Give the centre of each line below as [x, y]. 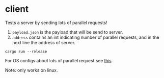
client [17, 9]
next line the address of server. [44, 42]
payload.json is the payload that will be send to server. [68, 32]
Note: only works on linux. [31, 70]
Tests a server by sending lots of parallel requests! [56, 23]
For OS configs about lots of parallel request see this [58, 60]
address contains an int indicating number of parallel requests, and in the [86, 37]
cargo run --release [26, 52]
